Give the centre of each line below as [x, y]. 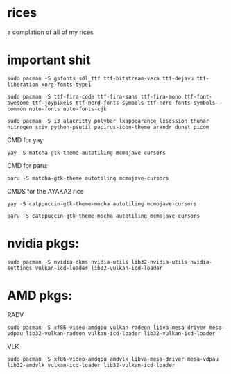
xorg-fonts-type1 [66, 85]
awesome [18, 103]
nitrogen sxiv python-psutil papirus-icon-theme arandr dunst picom [108, 127]
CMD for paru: [28, 165]
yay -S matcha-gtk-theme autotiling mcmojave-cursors [87, 153]
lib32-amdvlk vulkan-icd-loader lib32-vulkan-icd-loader [91, 365]
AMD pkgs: [40, 296]
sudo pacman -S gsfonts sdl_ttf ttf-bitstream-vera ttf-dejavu [101, 78]
